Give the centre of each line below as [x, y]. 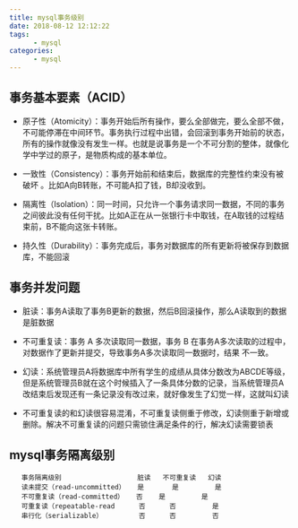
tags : [19, 34]
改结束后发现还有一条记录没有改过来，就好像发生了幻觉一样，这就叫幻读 [155, 394]
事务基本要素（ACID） [71, 98]
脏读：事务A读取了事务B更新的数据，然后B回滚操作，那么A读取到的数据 [154, 311]
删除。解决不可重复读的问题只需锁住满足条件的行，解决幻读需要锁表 [148, 424]
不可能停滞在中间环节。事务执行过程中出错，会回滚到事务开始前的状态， [155, 132]
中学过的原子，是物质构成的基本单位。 [101, 154]
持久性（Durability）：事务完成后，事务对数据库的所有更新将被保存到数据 [155, 245]
